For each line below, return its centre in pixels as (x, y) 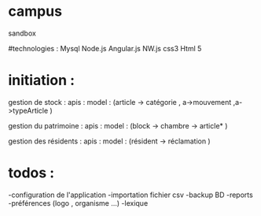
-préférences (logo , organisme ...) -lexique (78, 203)
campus (35, 11)
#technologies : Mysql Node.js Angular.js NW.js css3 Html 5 (105, 48)
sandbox (22, 33)
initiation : (42, 80)
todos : (31, 173)
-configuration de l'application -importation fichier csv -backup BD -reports (130, 195)
